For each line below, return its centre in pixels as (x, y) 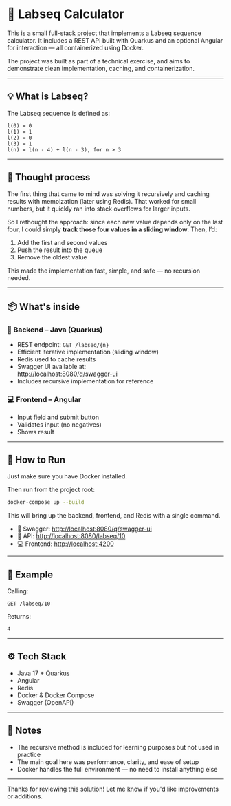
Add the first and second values (62, 242)
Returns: (19, 617)
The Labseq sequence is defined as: (59, 113)
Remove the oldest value (52, 257)
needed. (19, 277)
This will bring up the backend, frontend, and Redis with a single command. (114, 516)
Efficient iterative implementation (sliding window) (88, 352)
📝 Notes (24, 731)
